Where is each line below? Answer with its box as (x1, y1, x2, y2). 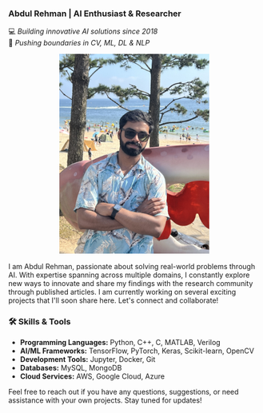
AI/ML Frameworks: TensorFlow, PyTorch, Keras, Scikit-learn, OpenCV (19, 346, 254, 355)
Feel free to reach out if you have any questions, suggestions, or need (8, 387, 239, 396)
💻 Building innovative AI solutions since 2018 (8, 26, 158, 36)
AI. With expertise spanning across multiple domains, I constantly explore (8, 270, 250, 280)
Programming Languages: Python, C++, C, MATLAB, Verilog (19, 337, 221, 347)
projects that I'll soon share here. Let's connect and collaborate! (8, 296, 219, 305)
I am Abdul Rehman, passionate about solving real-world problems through (8, 262, 256, 272)
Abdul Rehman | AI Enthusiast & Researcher (8, 8, 181, 19)
